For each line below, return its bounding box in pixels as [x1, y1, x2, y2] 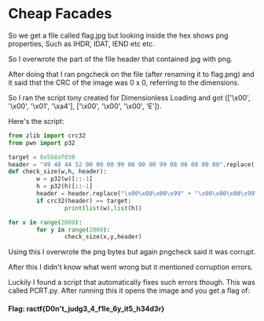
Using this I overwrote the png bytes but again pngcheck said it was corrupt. [8, 247, 256, 257]
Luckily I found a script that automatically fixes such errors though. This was [8, 278, 255, 287]
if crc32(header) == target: [36, 197, 132, 205]
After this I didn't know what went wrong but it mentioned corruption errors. [8, 262, 254, 272]
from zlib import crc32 [8, 131, 86, 140]
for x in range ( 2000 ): [8, 218, 82, 226]
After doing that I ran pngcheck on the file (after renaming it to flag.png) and [8, 69, 255, 78]
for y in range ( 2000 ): [36, 225, 111, 234]
